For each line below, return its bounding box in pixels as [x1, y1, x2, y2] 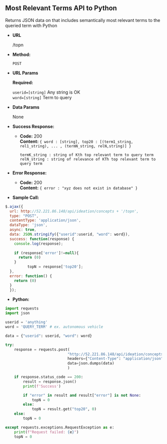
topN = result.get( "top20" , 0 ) [31, 407, 97, 412]
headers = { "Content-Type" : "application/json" [67, 356, 164, 361]
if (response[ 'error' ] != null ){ [14, 250, 79, 256]
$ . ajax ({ [5, 204, 23, 209]
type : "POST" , [9, 213, 39, 218]
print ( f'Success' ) [23, 384, 61, 389]
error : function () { [9, 274, 52, 279]
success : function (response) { [9, 236, 75, 241]
